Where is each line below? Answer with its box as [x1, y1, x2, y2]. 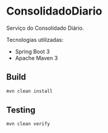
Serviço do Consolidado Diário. [6, 24, 84, 32]
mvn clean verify [6, 121, 50, 127]
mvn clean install [6, 88, 53, 94]
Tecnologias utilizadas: [6, 36, 64, 43]
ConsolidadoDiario [6, 4, 103, 18]
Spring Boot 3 [15, 47, 50, 55]
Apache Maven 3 [15, 54, 58, 61]
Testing [6, 105, 36, 115]
